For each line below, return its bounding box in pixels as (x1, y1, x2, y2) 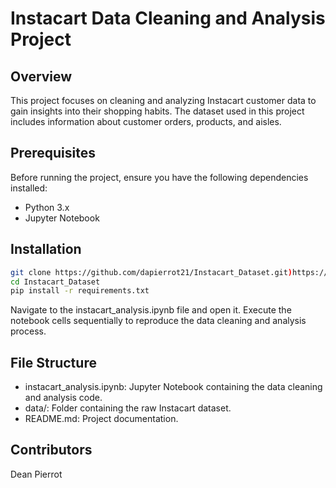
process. (10, 325, 47, 337)
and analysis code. (24, 392, 103, 404)
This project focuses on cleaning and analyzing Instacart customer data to (10, 95, 317, 106)
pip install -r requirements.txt (10, 286, 150, 296)
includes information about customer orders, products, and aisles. (10, 116, 282, 127)
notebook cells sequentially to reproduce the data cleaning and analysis (10, 315, 307, 327)
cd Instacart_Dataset (10, 277, 101, 287)
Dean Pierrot (10, 468, 63, 480)
